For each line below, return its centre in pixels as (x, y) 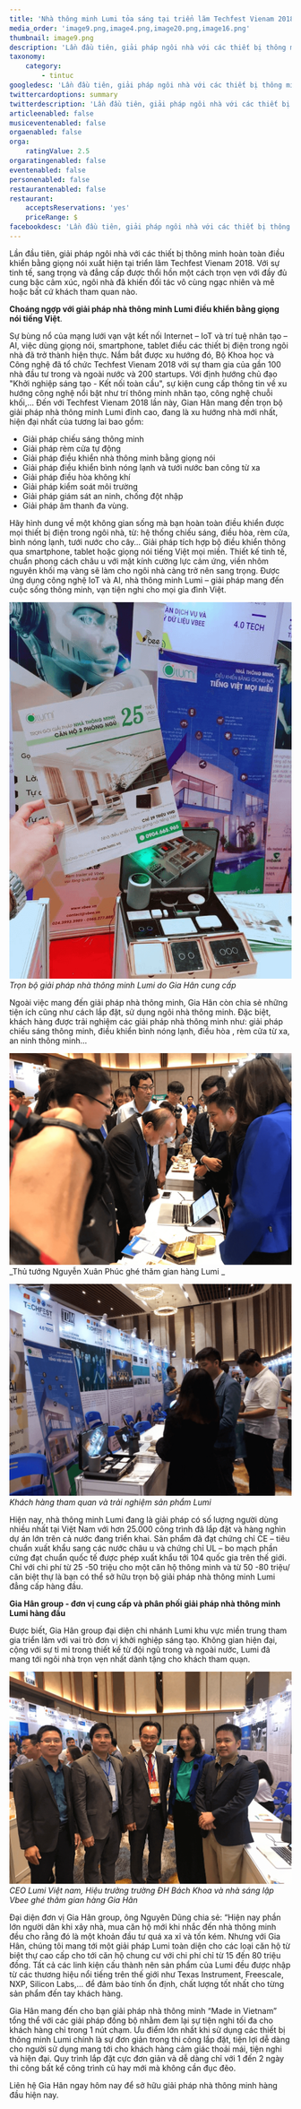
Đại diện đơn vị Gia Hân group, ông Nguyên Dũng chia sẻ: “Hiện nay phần (145, 1917)
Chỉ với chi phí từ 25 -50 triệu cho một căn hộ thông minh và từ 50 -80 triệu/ (150, 1568)
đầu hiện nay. (34, 2095)
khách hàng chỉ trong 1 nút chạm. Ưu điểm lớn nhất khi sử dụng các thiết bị (147, 2029)
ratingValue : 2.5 (58, 151)
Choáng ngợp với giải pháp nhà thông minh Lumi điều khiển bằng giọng (144, 308)
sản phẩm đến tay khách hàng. (66, 1993)
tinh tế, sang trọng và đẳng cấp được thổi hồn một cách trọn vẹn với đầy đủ (148, 272)
